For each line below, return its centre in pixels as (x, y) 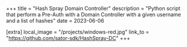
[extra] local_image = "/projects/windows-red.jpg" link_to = (78, 32)
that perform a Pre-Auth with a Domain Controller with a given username (93, 15)
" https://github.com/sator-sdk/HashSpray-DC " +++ (68, 38)
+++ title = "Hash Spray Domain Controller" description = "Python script (93, 8)
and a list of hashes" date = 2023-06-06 (55, 21)
